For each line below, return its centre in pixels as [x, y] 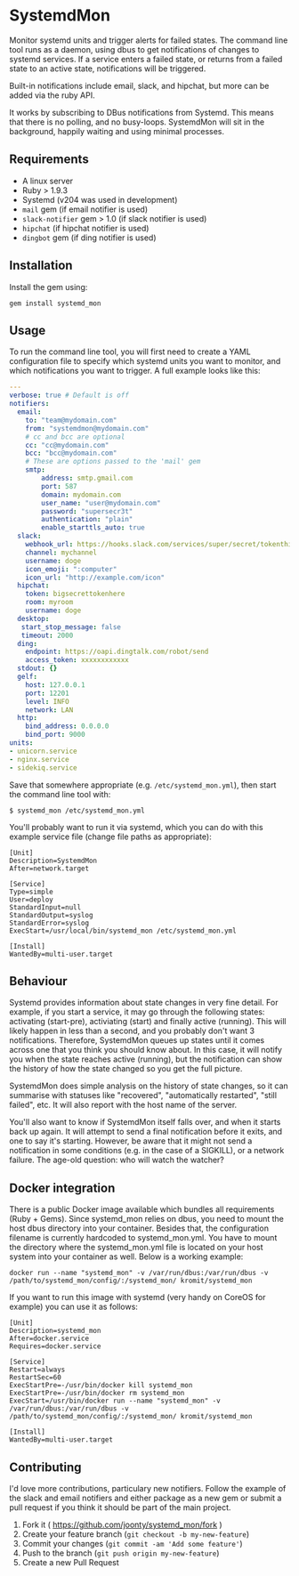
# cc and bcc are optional [75, 437]
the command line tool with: [60, 794]
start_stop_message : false [71, 627]
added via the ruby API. [52, 95]
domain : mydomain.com [81, 495]
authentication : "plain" [87, 520]
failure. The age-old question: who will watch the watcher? [117, 1160]
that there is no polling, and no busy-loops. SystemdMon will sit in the [137, 122]
